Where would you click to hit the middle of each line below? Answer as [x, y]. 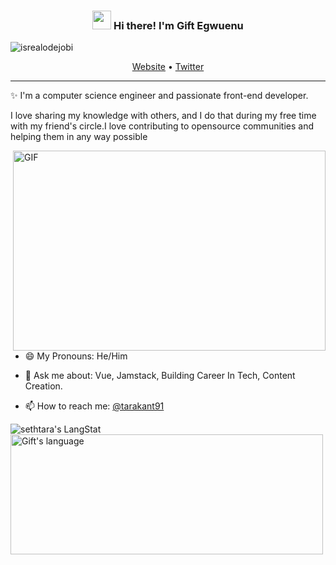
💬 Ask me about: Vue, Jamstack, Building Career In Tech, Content [160, 376]
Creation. [43, 386]
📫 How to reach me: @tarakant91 [94, 406]
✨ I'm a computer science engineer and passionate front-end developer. [159, 96]
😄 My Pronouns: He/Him [76, 356]
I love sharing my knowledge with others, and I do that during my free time [163, 116]
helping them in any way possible [79, 137]
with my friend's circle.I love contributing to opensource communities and [162, 126]
